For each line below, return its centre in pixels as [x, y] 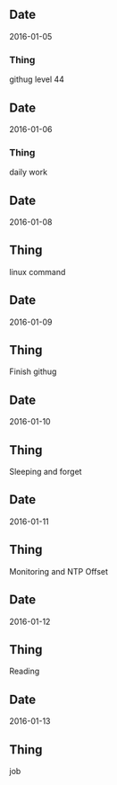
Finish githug [33, 371]
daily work [28, 172]
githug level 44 [37, 79]
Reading [25, 671]
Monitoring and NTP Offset [59, 571]
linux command [38, 272]
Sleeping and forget [46, 472]
